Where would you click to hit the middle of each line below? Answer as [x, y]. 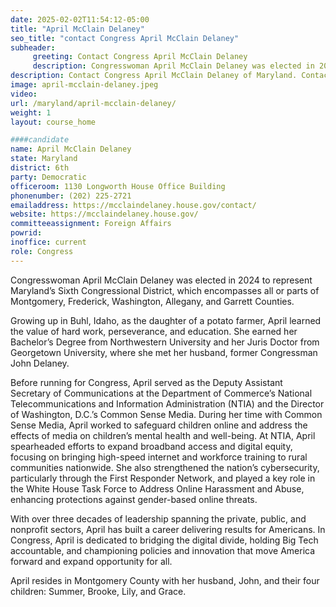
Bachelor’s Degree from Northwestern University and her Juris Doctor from [165, 342]
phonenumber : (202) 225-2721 [71, 196]
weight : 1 [31, 112]
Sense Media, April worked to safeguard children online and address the [159, 425]
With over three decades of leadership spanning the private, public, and [158, 518]
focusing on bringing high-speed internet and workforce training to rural [159, 457]
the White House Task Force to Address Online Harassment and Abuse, [157, 488]
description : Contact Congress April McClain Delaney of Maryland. [154, 76]
